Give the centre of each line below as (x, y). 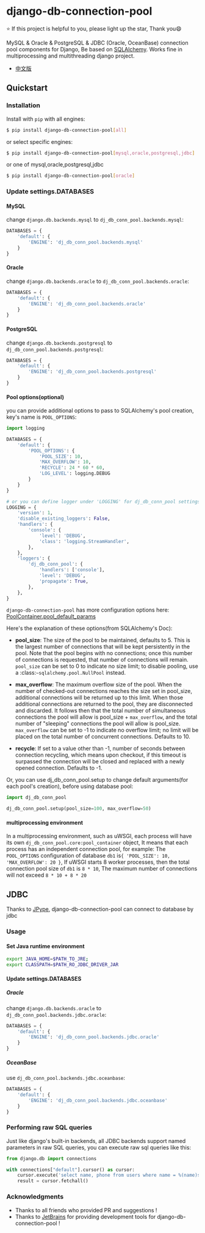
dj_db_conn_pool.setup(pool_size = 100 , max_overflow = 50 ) (79, 809)
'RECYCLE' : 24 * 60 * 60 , (72, 468)
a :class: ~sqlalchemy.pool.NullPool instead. (70, 673)
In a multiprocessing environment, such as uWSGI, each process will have (99, 836)
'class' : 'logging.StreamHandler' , (84, 541)
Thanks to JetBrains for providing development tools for (85, 1216)
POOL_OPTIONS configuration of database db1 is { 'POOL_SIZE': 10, (88, 856)
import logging (26, 429)
